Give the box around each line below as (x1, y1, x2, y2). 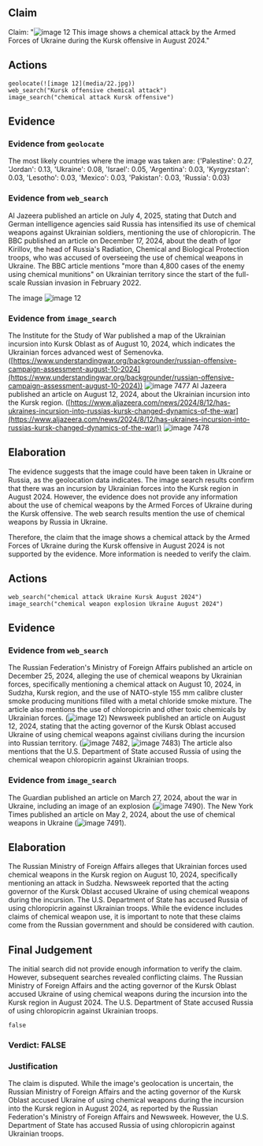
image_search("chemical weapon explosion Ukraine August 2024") (8, 600, 224, 608)
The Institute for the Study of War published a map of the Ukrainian (8, 331, 226, 340)
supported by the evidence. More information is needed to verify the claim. (8, 549, 252, 559)
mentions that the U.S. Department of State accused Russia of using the (8, 747, 242, 756)
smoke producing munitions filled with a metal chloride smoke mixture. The (8, 696, 252, 706)
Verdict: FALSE (8, 1039, 67, 1050)
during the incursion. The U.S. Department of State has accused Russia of (8, 895, 248, 904)
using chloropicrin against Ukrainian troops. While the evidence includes (8, 904, 243, 913)
